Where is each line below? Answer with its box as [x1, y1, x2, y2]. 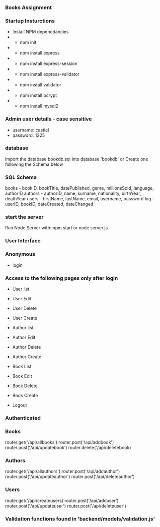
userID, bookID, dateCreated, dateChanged [5, 201, 93, 207]
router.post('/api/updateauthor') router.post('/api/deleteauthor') [5, 474, 135, 480]
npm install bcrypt [19, 92, 57, 98]
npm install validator [19, 82, 61, 88]
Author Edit [12, 334, 36, 340]
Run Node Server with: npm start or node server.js [5, 225, 108, 231]
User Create [12, 315, 38, 321]
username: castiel [12, 127, 49, 133]
